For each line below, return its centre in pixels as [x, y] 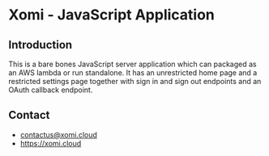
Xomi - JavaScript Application [111, 15]
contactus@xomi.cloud [58, 134]
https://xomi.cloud [51, 143]
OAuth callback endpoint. [51, 90]
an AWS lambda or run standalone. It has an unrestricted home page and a [133, 73]
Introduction [41, 45]
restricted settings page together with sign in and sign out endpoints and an [135, 81]
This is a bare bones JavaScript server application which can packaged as [132, 64]
